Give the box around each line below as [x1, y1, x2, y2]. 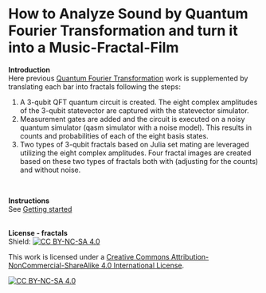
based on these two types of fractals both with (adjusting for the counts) [19, 156, 259, 166]
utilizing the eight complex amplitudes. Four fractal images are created [19, 148, 252, 158]
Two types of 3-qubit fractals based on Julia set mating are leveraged [19, 139, 249, 149]
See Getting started [8, 204, 72, 213]
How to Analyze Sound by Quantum [8, 5, 248, 23]
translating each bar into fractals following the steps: [8, 81, 182, 92]
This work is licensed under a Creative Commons [8, 252, 170, 261]
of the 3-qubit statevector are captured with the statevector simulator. [19, 105, 249, 115]
